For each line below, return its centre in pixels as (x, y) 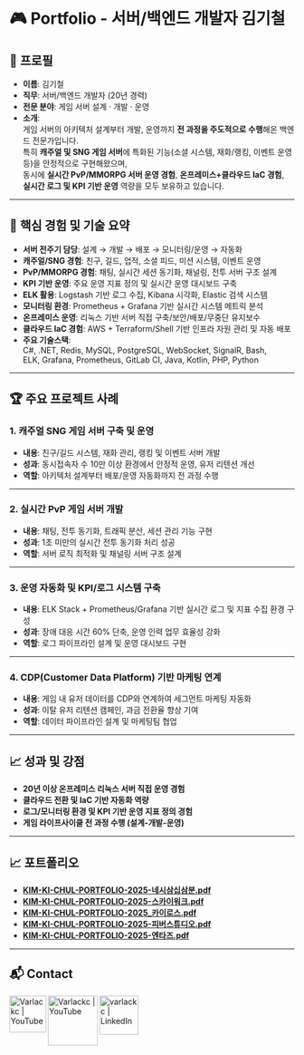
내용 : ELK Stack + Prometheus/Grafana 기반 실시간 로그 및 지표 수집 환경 (153, 609)
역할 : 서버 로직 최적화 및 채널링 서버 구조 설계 (102, 553)
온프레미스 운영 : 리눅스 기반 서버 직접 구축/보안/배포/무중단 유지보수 (141, 317)
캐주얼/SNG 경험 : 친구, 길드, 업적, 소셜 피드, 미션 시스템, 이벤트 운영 (142, 260)
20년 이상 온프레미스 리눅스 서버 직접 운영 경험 (104, 789)
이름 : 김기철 (43, 84)
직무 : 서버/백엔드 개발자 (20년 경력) (85, 95)
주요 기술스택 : (47, 340)
